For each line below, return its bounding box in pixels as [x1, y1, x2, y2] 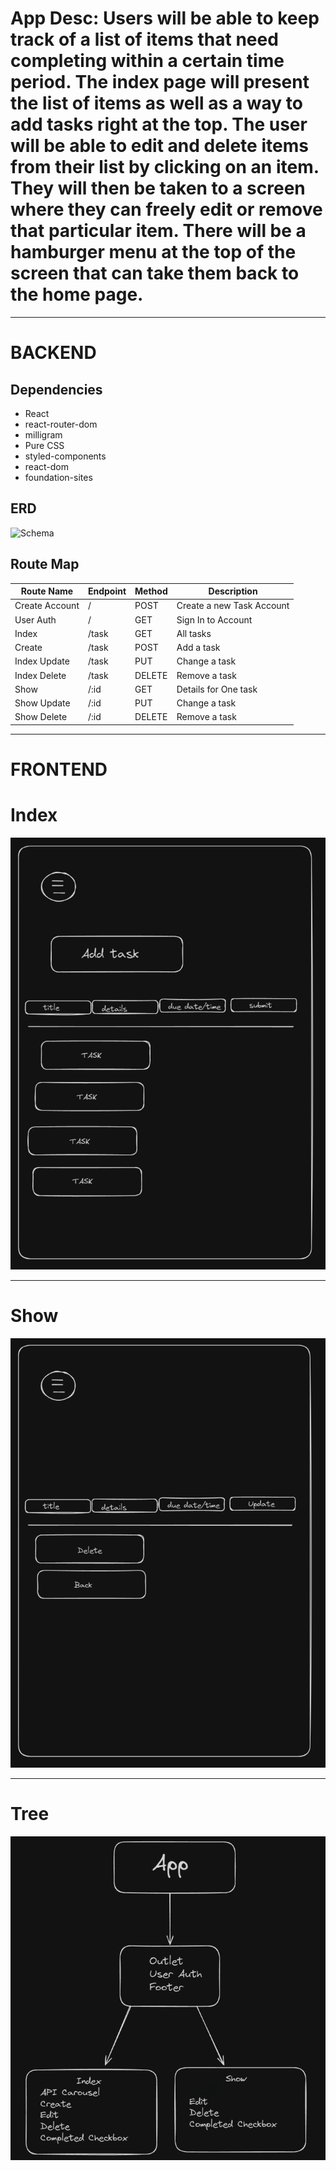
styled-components [24, 450, 107, 462]
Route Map [10, 556, 80, 573]
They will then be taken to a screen [10, 177, 306, 200]
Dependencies [10, 381, 103, 398]
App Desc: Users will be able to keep [10, 7, 320, 30]
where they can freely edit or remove [10, 198, 323, 221]
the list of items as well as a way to [10, 92, 303, 115]
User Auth [14, 613, 57, 626]
